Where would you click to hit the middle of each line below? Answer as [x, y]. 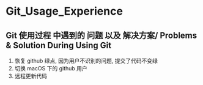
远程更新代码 [31, 76]
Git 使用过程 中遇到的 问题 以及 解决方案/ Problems [102, 35]
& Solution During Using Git [58, 45]
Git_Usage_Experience [65, 11]
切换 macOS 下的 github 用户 [51, 68]
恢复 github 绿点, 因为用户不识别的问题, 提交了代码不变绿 [86, 61]
